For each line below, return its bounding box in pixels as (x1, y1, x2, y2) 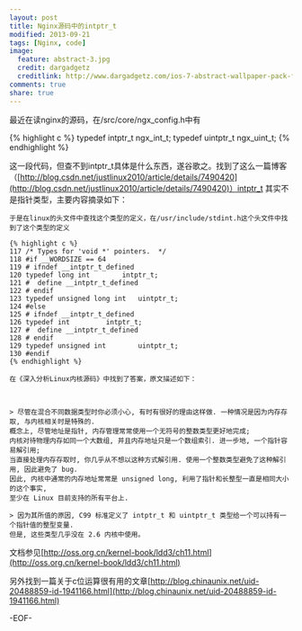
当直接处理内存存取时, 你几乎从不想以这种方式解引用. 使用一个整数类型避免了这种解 (9, 455, 280, 464)
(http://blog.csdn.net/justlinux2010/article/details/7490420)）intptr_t (9, 182, 263, 193)
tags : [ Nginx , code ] (9, 38, 87, 48)
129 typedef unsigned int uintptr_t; (9, 341, 179, 351)
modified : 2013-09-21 (9, 30, 91, 39)
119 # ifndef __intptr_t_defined (9, 262, 135, 271)
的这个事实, (9, 484, 48, 493)
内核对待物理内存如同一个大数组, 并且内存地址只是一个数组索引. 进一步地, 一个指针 (9, 436, 281, 445)
